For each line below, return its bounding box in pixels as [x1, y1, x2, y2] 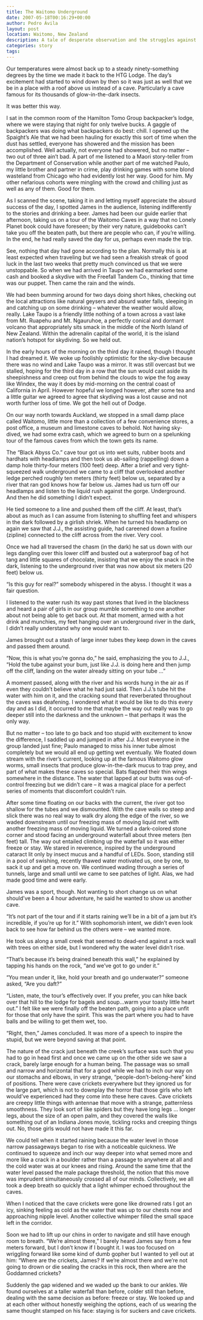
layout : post [6, 25, 39, 32]
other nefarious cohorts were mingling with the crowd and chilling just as [6, 178, 188, 185]
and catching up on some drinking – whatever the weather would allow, [6, 304, 184, 311]
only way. [6, 718, 30, 725]
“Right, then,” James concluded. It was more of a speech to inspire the [6, 1029, 183, 1036]
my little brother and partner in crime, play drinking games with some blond [6, 165, 195, 173]
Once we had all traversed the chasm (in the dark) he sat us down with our [6, 543, 193, 550]
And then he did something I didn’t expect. [6, 493, 113, 501]
